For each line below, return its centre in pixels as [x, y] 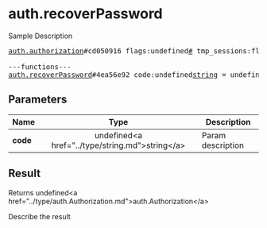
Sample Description [41, 36]
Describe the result [40, 216]
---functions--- [40, 67]
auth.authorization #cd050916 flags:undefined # [101, 51]
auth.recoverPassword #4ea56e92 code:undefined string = [117, 75]
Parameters [38, 100]
